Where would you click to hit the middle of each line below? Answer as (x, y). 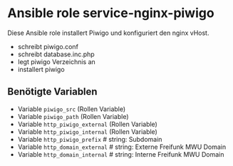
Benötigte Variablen (52, 92)
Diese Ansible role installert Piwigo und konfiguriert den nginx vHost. (108, 33)
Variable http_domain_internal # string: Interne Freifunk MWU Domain (121, 154)
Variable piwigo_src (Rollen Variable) (72, 109)
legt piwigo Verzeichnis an (57, 61)
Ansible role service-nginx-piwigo (111, 13)
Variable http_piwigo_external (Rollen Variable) (88, 124)
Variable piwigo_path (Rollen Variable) (73, 116)
